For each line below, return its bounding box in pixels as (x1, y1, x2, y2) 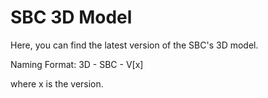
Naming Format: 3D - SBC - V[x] (10, 58, 144, 70)
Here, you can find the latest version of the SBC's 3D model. (10, 39, 259, 51)
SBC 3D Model (10, 6, 133, 29)
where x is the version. (10, 77, 104, 90)
